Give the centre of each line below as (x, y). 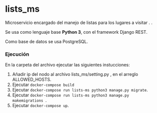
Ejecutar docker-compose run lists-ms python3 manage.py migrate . (80, 90)
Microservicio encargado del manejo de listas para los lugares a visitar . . (79, 23)
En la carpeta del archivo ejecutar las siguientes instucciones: (67, 65)
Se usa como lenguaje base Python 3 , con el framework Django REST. (76, 32)
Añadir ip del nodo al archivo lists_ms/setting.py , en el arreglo (75, 74)
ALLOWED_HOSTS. (32, 80)
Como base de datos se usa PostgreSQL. (47, 41)
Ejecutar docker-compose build (43, 85)
